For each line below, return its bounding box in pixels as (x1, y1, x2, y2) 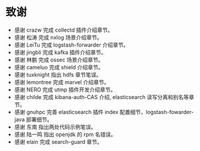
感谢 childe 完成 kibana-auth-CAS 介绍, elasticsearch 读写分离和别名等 (14, 93, 189, 100)
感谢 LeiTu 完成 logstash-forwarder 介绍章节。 (14, 41, 129, 48)
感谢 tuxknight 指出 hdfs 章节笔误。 (14, 71, 102, 78)
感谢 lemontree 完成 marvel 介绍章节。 (14, 78, 110, 85)
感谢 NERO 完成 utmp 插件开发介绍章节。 (14, 86, 116, 93)
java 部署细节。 (14, 116, 53, 123)
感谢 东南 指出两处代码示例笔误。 (14, 123, 96, 130)
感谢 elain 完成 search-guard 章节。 (14, 138, 103, 145)
